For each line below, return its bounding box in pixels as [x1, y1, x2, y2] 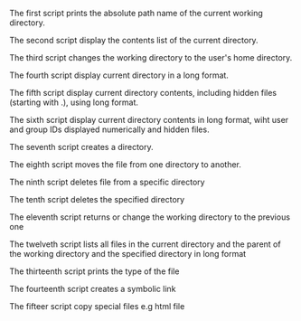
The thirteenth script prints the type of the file [9, 266, 180, 277]
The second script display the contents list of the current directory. [9, 35, 259, 45]
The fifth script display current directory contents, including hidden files [9, 88, 277, 98]
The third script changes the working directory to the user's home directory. [9, 52, 293, 62]
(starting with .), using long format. [9, 97, 138, 108]
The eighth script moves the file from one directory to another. [9, 159, 242, 170]
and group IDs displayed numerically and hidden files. [9, 124, 210, 135]
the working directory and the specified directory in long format [9, 249, 247, 259]
